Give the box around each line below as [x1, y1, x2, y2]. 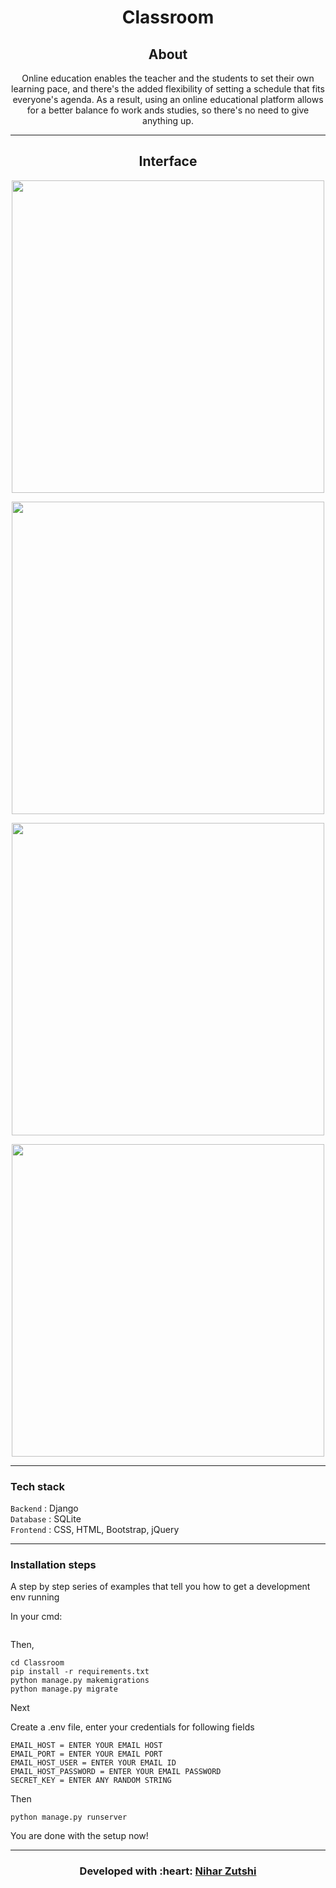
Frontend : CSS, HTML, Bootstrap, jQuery [10, 1524, 180, 1536]
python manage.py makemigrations [10, 1676, 150, 1686]
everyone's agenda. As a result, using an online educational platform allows [12, 94, 324, 105]
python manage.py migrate [10, 1684, 118, 1695]
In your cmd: [10, 1611, 63, 1623]
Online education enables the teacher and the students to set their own [21, 72, 315, 84]
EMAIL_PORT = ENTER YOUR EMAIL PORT [10, 1749, 163, 1760]
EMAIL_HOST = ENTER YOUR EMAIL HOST [10, 1741, 163, 1751]
